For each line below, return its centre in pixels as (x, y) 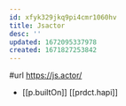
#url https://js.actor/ (46, 75)
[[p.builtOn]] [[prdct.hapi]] (70, 93)
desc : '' (25, 34)
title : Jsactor (37, 26)
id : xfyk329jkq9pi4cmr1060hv (63, 17)
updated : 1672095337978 (53, 42)
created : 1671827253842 (53, 50)
